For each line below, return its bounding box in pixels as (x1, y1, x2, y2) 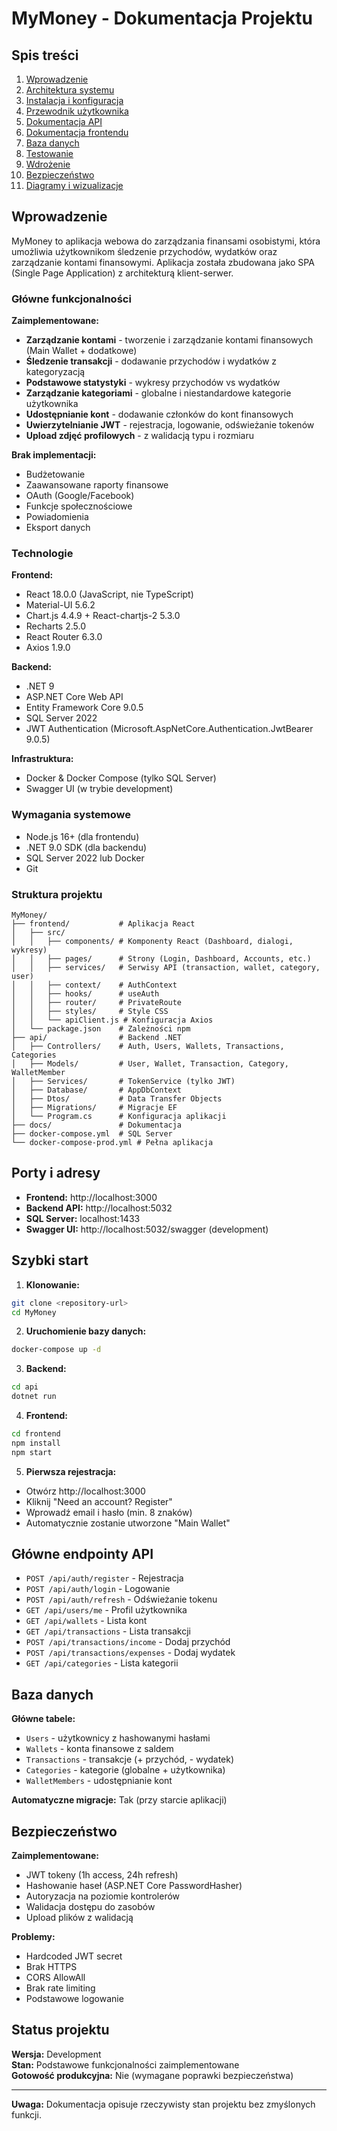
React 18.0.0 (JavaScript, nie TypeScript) (25, 588, 194, 601)
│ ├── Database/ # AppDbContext (11, 1085, 183, 1095)
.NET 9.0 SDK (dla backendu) (25, 841, 148, 853)
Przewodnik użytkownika (25, 105, 129, 117)
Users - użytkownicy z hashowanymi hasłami (25, 1732, 211, 1744)
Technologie (11, 547, 74, 561)
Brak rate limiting (25, 1982, 96, 1994)
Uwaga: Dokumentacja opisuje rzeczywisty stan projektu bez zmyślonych (11, 2098, 316, 2110)
